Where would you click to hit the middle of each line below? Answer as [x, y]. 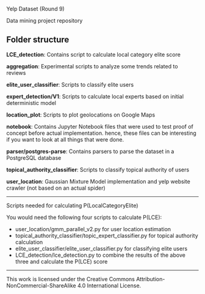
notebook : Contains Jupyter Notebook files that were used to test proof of [100, 126]
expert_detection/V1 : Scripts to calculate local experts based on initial [95, 96]
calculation [29, 242]
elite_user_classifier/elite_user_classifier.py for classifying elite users [101, 248]
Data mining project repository [45, 20]
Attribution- [151, 279]
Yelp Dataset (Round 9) [36, 9]
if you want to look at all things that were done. [65, 139]
